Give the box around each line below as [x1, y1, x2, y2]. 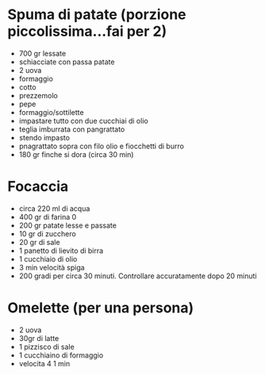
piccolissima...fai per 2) [7, 22, 167, 40]
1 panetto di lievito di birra [18, 246, 104, 255]
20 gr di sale [18, 237, 60, 247]
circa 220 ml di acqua [18, 204, 90, 213]
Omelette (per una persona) [7, 299, 194, 317]
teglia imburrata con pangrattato [18, 124, 125, 134]
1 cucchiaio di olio [18, 254, 78, 263]
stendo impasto [18, 132, 71, 142]
